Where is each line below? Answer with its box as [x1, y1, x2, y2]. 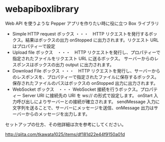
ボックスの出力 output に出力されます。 [34, 62, 115, 68]
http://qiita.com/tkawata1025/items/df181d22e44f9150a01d [5, 131, 125, 137]
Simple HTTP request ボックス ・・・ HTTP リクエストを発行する [12, 31, 149, 36]
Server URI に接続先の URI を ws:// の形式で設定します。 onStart [22, 92, 153, 98]
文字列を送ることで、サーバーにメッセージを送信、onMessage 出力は [12, 105, 154, 110]
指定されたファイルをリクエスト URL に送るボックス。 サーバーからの [12, 55, 155, 61]
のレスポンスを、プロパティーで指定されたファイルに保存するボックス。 [12, 74, 159, 80]
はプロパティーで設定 [12, 43, 56, 49]
